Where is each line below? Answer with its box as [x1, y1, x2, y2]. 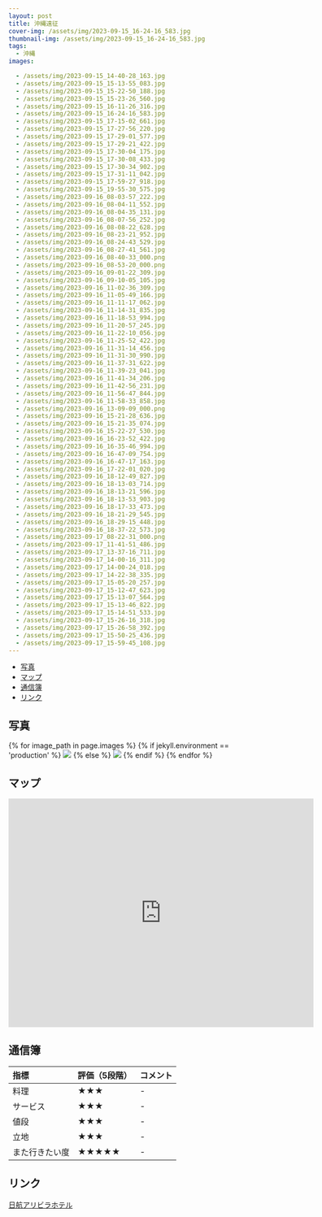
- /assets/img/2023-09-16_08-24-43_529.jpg [15, 238, 165, 246]
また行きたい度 [12, 1146, 71, 1158]
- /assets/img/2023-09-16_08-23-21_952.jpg [15, 231, 165, 239]
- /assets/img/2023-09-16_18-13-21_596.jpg [15, 488, 165, 496]
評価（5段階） [77, 1070, 133, 1081]
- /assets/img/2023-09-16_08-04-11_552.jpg [15, 200, 165, 208]
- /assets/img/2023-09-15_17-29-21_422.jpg [15, 140, 165, 148]
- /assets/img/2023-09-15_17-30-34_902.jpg [15, 163, 165, 171]
